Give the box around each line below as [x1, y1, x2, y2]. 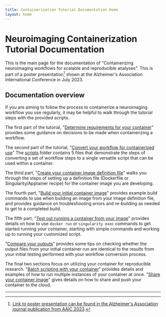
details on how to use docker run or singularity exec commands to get [5, 220, 151, 226]
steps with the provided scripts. [5, 114, 70, 120]
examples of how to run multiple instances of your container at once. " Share [5, 271, 161, 277]
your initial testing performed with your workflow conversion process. [5, 251, 147, 257]
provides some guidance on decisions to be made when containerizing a [5, 129, 153, 135]
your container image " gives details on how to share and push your [5, 276, 142, 282]
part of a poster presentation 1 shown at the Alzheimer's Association [5, 70, 143, 77]
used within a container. [5, 160, 54, 166]
